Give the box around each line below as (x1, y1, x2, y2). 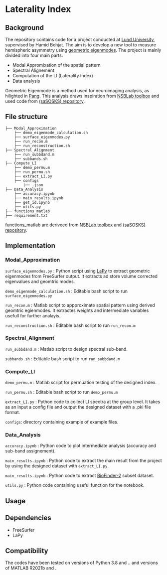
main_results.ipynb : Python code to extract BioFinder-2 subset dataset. (5, 472, 155, 479)
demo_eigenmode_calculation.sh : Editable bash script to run (5, 288, 128, 294)
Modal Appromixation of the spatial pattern (12, 62, 101, 68)
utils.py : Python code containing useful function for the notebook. (5, 482, 145, 488)
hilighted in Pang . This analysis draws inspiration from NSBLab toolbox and (5, 93, 160, 99)
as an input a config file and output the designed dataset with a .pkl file (5, 404, 151, 410)
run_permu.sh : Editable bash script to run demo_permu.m (5, 389, 118, 395)
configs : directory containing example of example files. (5, 419, 119, 425)
